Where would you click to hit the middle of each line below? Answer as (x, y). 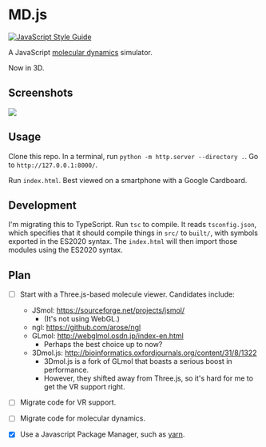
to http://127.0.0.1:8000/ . (53, 165)
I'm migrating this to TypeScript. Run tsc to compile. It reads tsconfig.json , (133, 225)
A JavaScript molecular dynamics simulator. (81, 52)
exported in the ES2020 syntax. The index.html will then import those (123, 241)
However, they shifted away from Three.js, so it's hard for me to (149, 378)
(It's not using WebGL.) (81, 319)
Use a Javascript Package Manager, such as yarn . (102, 434)
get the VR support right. (84, 387)
